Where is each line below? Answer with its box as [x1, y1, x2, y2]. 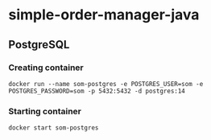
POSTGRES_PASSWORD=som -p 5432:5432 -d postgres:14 [8, 87, 185, 95]
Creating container [8, 62, 85, 73]
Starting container [8, 105, 82, 117]
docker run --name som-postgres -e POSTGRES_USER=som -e [8, 80, 204, 88]
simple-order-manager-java [8, 6, 200, 24]
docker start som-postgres [8, 124, 99, 132]
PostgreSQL [8, 38, 70, 51]
